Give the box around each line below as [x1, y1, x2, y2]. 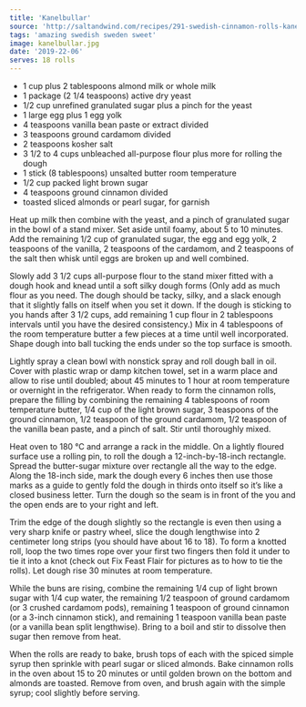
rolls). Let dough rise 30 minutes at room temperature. [9, 565, 213, 576]
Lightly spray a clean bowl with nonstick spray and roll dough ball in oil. [9, 356, 277, 367]
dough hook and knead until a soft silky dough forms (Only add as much [9, 280, 280, 291]
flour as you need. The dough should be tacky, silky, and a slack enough [9, 290, 281, 300]
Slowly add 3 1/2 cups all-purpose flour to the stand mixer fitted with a [9, 270, 274, 281]
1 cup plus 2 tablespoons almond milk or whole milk [22, 81, 217, 91]
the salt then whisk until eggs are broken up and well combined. [9, 253, 250, 264]
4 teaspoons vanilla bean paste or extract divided [22, 119, 209, 130]
